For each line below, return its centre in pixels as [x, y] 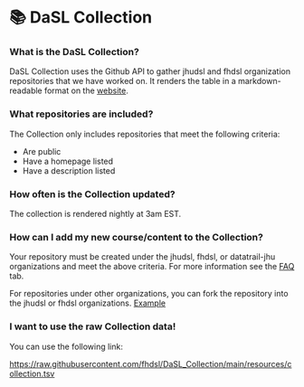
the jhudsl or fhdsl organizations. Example [87, 303]
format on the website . [86, 90]
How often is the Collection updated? [92, 193]
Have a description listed [69, 170]
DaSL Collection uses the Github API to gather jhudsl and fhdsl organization [150, 71]
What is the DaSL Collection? [75, 52]
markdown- [260, 81]
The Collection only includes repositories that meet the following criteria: [145, 134]
